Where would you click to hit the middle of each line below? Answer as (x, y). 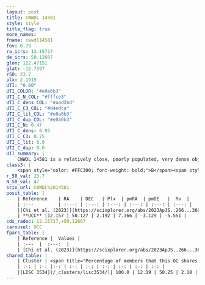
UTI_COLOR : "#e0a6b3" (34, 91)
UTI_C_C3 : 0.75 (26, 137)
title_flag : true (28, 29)
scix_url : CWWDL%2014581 (38, 188)
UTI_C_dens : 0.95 (28, 131)
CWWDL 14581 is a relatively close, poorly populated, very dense (103, 159)
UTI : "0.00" (21, 86)
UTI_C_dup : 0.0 (26, 148)
